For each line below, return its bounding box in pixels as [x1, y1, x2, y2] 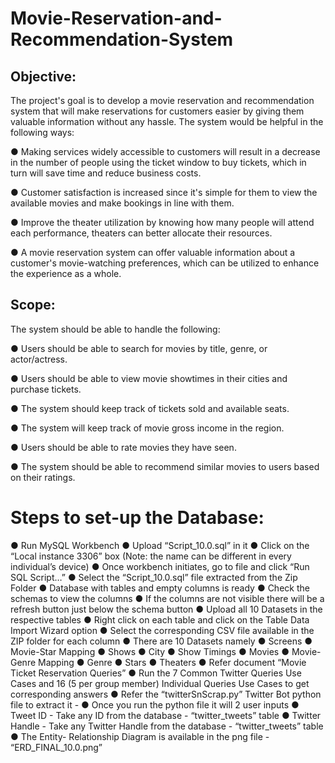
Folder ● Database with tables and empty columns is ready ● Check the [10, 582, 310, 594]
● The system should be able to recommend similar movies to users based [10, 460, 320, 472]
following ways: [10, 127, 75, 138]
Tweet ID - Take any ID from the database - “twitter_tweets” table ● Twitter [10, 709, 322, 721]
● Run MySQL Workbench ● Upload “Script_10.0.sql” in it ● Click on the [10, 539, 310, 551]
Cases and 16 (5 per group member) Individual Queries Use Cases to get [10, 677, 310, 689]
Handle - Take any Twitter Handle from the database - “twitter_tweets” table [10, 720, 324, 732]
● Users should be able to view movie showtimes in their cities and [10, 372, 288, 384]
